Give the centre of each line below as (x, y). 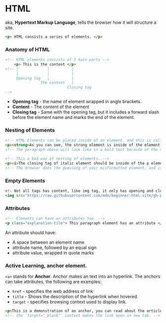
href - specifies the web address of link (53, 291)
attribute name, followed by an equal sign (54, 247)
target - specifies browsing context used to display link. (69, 302)
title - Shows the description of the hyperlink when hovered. (75, 297)
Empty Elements (25, 181)
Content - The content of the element (51, 107)
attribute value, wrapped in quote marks (53, 253)
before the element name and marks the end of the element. (73, 118)
